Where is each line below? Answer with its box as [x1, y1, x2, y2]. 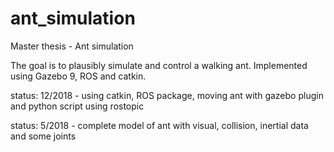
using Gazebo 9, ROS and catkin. [10, 70, 147, 82]
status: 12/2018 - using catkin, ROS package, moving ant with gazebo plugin [10, 89, 324, 101]
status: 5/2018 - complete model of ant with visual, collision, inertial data [10, 119, 309, 131]
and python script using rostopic [10, 100, 145, 112]
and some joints [10, 130, 77, 142]
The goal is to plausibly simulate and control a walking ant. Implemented [10, 59, 308, 71]
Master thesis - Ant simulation [10, 40, 134, 52]
